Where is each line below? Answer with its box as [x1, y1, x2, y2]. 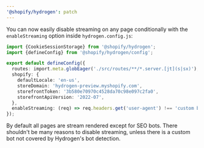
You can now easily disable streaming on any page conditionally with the [6, 25, 188, 33]
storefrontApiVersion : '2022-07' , [17, 94, 104, 100]
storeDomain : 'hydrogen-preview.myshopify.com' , [17, 82, 143, 89]
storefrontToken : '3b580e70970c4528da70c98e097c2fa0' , [17, 89, 159, 95]
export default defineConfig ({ [6, 60, 86, 67]
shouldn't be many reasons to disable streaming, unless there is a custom [6, 129, 191, 136]
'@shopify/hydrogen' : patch [6, 8, 78, 15]
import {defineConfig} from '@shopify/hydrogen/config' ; [6, 49, 154, 55]
